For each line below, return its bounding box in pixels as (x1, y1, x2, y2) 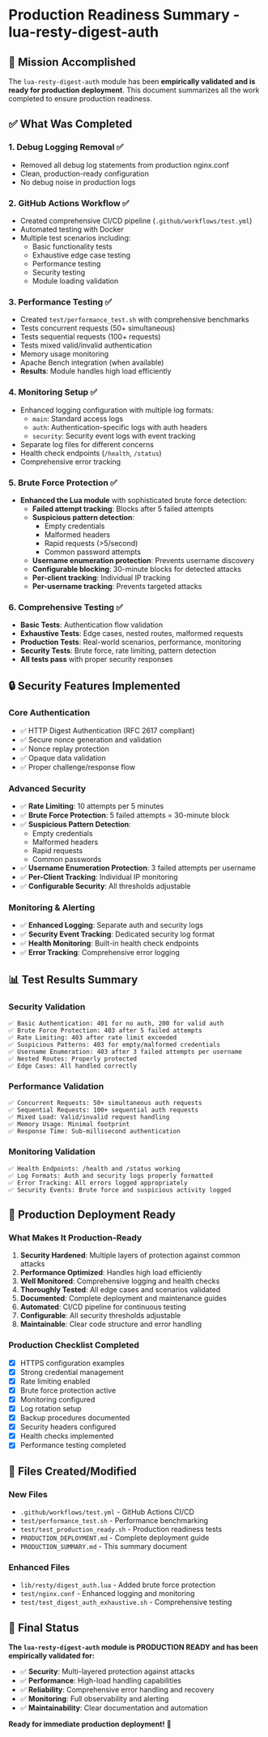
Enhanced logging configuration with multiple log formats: (19, 405, 215, 415)
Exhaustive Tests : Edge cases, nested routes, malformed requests (19, 629, 244, 638)
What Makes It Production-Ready (8, 1232, 143, 1244)
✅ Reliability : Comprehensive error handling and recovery (19, 1685, 215, 1695)
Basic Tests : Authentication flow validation (19, 620, 164, 630)
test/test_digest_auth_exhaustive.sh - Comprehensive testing (19, 1598, 232, 1607)
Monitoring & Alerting (8, 902, 96, 913)
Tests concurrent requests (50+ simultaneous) (19, 323, 176, 333)
